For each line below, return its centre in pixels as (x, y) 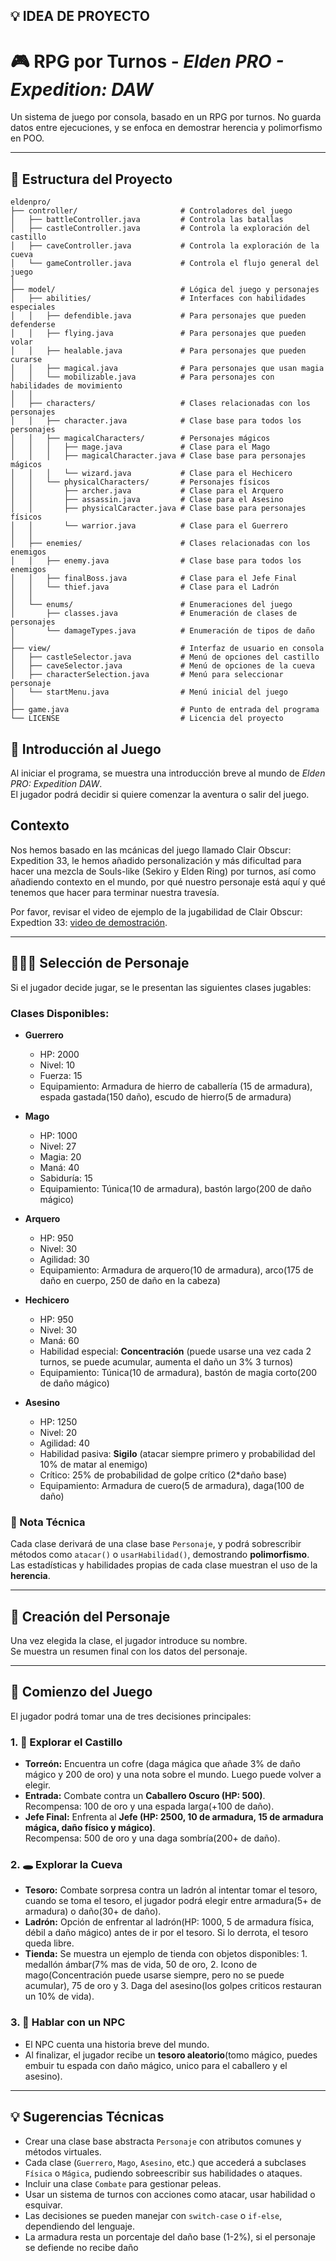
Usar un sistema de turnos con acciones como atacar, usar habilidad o (170, 2194)
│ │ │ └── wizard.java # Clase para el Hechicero (151, 474)
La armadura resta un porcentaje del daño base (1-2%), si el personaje (170, 2236)
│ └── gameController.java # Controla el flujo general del (165, 264)
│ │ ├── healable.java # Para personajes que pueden (158, 351)
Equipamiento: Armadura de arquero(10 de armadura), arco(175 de (176, 1270)
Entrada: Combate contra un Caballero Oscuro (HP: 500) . (145, 1796)
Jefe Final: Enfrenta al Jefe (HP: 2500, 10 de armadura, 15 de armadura (174, 1817)
